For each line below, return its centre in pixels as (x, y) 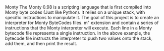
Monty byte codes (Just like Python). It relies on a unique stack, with (75, 12)
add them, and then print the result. (41, 43)
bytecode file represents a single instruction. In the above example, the (78, 33)
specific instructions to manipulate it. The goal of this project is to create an (82, 17)
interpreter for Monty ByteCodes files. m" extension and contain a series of (82, 23)
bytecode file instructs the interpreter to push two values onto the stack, (79, 38)
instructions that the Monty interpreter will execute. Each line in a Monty (79, 28)
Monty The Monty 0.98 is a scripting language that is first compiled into (78, 7)
